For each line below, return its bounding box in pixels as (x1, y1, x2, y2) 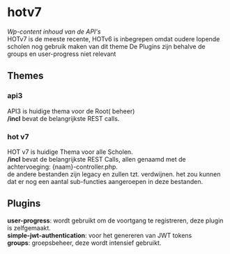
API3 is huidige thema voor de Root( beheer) (7, 106, 135, 115)
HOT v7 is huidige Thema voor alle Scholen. (7, 148, 134, 156)
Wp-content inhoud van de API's (7, 27, 101, 36)
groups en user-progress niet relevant (7, 50, 116, 58)
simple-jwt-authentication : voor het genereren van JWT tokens (7, 231, 192, 239)
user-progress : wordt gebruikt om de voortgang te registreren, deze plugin (7, 216, 224, 225)
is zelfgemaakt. (7, 223, 51, 232)
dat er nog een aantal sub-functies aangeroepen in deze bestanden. (7, 177, 204, 185)
